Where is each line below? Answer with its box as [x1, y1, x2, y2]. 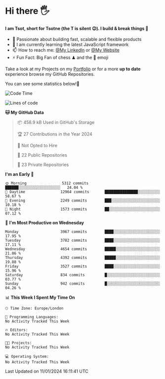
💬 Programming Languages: [5, 315, 58, 320]
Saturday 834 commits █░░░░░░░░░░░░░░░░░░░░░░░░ [5, 273, 161, 278]
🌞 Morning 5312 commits [5, 181, 89, 186]
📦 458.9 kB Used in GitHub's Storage [17, 120, 95, 126]
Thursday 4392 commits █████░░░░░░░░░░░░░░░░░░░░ [5, 255, 161, 260]
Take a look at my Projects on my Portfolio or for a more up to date [5, 66, 141, 72]
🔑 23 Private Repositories [17, 162, 69, 168]
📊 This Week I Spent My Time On [5, 295, 75, 300]
